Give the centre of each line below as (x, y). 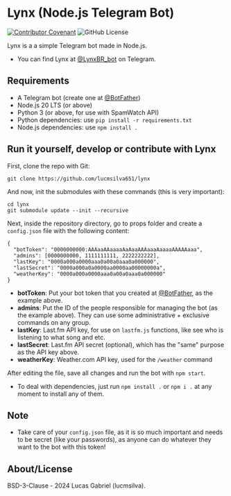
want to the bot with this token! (61, 447)
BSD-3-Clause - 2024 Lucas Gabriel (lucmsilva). (76, 486)
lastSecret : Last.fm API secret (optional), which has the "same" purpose (120, 344)
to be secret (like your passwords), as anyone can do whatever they (114, 440)
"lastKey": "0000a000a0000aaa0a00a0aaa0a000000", (86, 262)
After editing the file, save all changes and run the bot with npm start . (106, 373)
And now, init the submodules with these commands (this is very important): (116, 191)
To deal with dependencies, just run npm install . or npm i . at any (114, 386)
